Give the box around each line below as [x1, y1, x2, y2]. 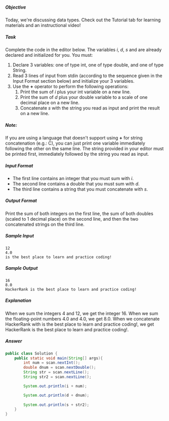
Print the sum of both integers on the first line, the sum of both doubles [5, 210, 153, 217]
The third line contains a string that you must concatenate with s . [12, 186, 148, 192]
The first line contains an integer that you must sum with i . [12, 175, 134, 181]
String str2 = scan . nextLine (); [23, 374, 92, 380]
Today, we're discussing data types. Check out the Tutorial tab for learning [5, 17, 161, 23]
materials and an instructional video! [5, 22, 81, 28]
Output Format [5, 198, 37, 204]
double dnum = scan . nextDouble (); [23, 365, 96, 370]
